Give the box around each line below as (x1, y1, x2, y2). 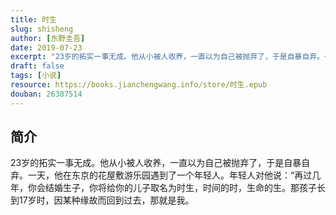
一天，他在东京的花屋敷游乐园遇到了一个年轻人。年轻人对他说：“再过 (27, 169, 313, 181)
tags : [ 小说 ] (10, 71, 62, 81)
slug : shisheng (10, 24, 74, 34)
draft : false (10, 61, 65, 71)
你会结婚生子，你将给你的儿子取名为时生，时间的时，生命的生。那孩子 (27, 182, 317, 194)
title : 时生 (10, 14, 57, 25)
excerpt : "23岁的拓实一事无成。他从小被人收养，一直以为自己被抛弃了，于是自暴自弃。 (10, 52, 325, 62)
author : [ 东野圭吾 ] (10, 33, 86, 43)
